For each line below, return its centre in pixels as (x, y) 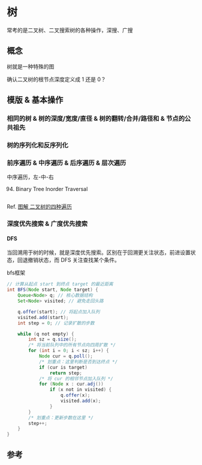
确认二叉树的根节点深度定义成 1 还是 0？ (57, 79)
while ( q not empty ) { (46, 334)
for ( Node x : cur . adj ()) (71, 384)
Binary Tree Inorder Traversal (52, 189)
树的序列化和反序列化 (37, 145)
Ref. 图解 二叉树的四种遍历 (40, 207)
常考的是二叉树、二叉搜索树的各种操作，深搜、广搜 (70, 30)
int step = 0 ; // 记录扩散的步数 (56, 323)
